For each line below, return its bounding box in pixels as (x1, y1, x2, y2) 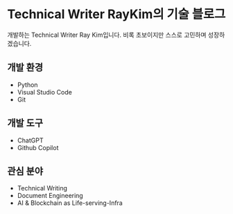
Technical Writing (17, 184, 68, 192)
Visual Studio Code (17, 88, 73, 96)
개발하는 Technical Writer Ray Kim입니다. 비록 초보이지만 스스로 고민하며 (7, 31, 207, 39)
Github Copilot (17, 143, 59, 151)
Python (17, 81, 38, 89)
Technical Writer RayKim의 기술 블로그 (7, 6, 226, 22)
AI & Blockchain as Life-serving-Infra (17, 199, 123, 207)
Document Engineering (17, 192, 83, 200)
